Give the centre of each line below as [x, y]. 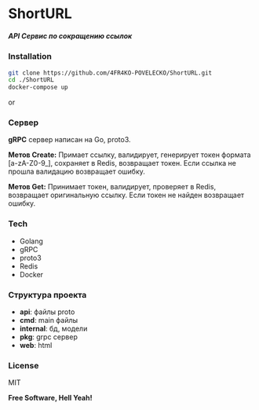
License [24, 365]
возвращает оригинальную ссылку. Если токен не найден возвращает [126, 195]
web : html [36, 346]
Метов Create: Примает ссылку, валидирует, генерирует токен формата [129, 155]
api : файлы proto [47, 312]
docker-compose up [38, 87]
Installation [30, 57]
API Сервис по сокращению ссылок [70, 35]
